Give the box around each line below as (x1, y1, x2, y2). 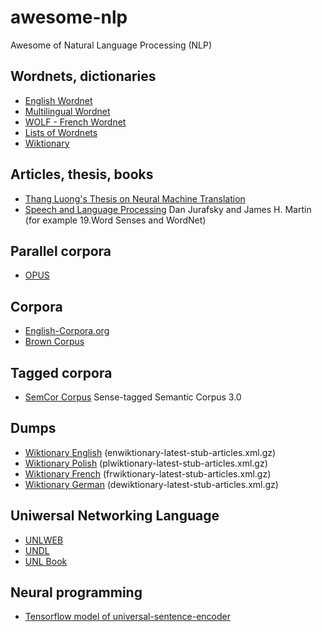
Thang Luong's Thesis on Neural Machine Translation (24, 192, 246, 205)
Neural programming (10, 584, 143, 601)
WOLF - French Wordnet (24, 116, 127, 128)
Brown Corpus (24, 336, 85, 348)
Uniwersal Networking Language (10, 507, 220, 525)
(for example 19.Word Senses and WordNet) (24, 214, 207, 226)
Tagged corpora (10, 364, 113, 381)
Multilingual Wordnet (24, 105, 111, 117)
